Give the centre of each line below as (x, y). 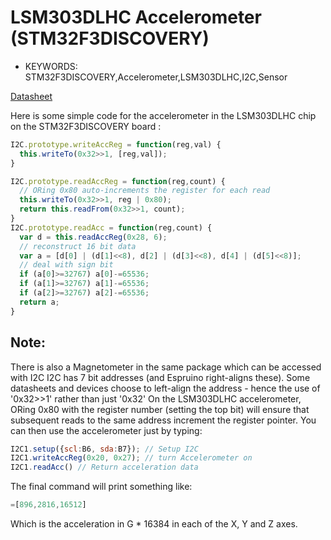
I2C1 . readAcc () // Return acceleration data (104, 467)
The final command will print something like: (101, 487)
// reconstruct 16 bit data (78, 246)
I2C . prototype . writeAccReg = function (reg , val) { (116, 144)
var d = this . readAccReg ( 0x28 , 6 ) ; (93, 237)
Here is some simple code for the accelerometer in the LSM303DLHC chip (163, 115)
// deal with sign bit (66, 265)
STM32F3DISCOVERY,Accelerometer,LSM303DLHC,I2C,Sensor (156, 77)
